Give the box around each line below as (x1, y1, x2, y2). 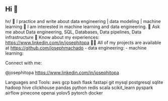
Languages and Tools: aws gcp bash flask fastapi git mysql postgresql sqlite (5, 79, 163, 85)
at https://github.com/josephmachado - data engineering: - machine (5, 44, 147, 50)
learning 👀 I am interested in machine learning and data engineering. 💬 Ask (5, 23, 160, 29)
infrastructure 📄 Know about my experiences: (5, 34, 100, 40)
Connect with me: (5, 59, 42, 65)
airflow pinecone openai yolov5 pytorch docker (5, 89, 103, 95)
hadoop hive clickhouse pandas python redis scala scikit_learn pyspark (5, 84, 153, 90)
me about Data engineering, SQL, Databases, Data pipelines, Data (5, 28, 142, 35)
